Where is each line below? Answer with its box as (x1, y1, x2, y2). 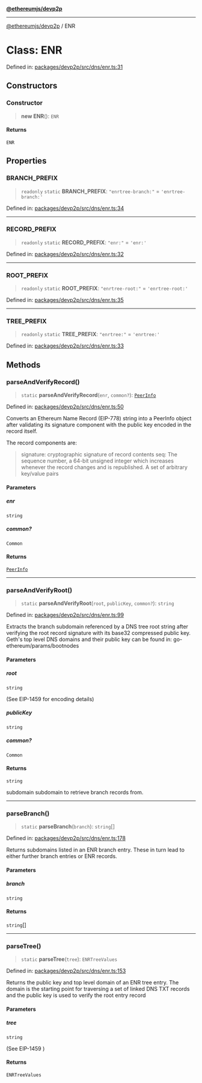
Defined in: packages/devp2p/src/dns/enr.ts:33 (6, 342, 124, 349)
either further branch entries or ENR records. (6, 853, 117, 860)
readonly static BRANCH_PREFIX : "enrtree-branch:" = (20, 188, 160, 195)
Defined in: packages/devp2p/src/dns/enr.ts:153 (6, 968, 126, 975)
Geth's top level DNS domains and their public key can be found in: (6, 636, 173, 643)
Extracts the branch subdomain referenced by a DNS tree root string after (6, 623, 188, 630)
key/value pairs (20, 470, 59, 477)
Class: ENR (6, 43, 63, 57)
